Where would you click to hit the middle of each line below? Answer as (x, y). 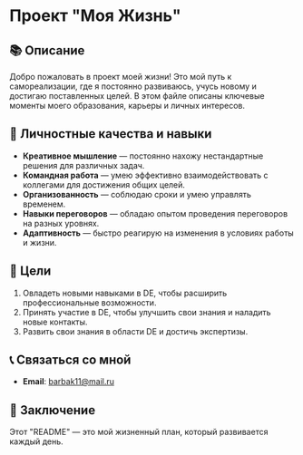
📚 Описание (47, 50)
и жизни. (39, 242)
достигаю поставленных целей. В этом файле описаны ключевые (137, 96)
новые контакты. (55, 322)
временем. (44, 204)
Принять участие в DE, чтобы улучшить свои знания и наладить (147, 312)
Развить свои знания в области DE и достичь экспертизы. (135, 331)
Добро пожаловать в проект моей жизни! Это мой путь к (121, 77)
